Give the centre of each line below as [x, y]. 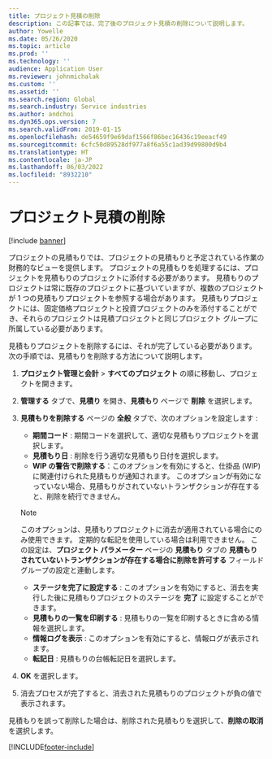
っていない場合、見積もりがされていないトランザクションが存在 [139, 486]
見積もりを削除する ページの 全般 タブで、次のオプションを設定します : [139, 418]
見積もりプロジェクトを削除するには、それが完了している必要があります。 [133, 346]
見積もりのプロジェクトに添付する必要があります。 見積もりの [147, 277]
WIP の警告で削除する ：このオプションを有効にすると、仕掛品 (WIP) [147, 465]
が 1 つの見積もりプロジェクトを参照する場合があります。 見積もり [119, 298]
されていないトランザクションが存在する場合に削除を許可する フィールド [142, 560]
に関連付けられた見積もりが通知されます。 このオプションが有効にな [147, 476]
